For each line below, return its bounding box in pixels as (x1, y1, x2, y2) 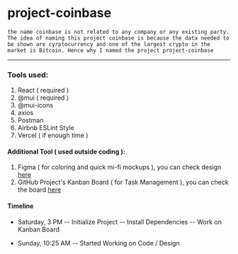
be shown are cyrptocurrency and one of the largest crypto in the (7, 40, 211, 47)
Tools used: (7, 69, 49, 79)
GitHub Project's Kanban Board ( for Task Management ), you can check (17, 178, 229, 187)
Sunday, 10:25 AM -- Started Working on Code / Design (17, 238, 180, 247)
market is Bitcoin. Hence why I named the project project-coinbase (7, 47, 214, 54)
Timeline (7, 202, 34, 210)
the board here (17, 185, 62, 194)
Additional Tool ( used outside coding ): (7, 147, 125, 156)
